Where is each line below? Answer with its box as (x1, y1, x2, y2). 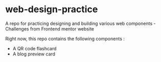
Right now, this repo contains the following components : (5, 36, 125, 42)
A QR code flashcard (12, 45, 57, 51)
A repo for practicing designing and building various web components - (5, 20, 156, 26)
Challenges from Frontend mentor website (5, 25, 95, 32)
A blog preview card (12, 51, 55, 57)
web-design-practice (5, 4, 98, 15)
